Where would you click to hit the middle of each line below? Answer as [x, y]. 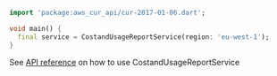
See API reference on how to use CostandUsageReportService [125, 62]
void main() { [36, 28]
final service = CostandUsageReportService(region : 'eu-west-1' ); [143, 37]
